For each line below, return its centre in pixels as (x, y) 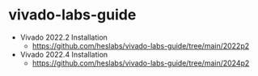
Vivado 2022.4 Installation (64, 54)
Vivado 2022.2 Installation (63, 37)
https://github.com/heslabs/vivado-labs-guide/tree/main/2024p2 (141, 63)
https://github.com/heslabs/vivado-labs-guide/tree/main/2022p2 (141, 45)
